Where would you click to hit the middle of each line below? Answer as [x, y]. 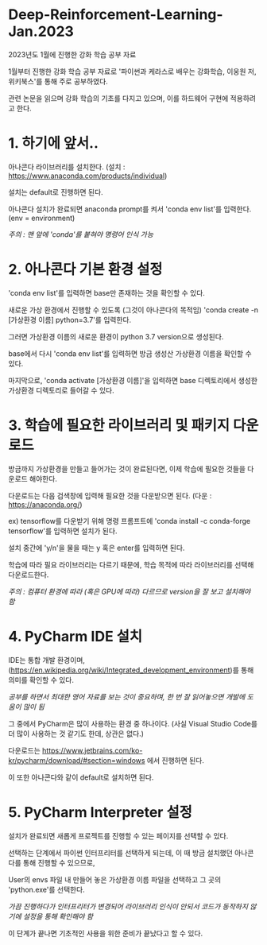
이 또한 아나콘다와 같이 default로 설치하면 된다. [81, 777]
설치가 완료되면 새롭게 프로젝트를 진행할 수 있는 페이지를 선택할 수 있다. [118, 835]
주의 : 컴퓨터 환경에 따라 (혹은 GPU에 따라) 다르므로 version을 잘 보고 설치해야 [130, 591]
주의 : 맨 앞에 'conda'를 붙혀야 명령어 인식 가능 [81, 234]
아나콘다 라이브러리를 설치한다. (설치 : [67, 167]
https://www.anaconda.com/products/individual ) [88, 176]
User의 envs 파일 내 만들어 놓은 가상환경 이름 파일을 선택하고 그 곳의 [115, 879]
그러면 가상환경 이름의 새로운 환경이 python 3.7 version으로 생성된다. [116, 336]
